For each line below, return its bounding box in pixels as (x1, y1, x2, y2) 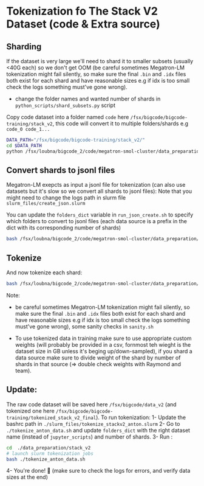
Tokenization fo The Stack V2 (6, 4, 158, 18)
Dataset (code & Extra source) (6, 17, 160, 31)
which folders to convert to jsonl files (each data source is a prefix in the (6, 218, 187, 225)
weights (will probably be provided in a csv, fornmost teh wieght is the (15, 341, 191, 348)
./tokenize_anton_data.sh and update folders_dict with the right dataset (6, 426, 190, 434)
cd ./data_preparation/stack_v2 (6, 445, 91, 451)
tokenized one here (6, 407, 55, 414)
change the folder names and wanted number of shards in (15, 95, 161, 102)
